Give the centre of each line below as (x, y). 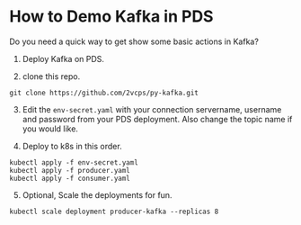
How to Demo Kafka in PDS (111, 17)
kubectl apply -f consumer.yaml (70, 178)
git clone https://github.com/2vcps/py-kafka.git (104, 93)
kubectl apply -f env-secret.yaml (74, 162)
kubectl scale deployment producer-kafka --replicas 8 (114, 211)
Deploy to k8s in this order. (72, 146)
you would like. (50, 129)
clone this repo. (51, 76)
